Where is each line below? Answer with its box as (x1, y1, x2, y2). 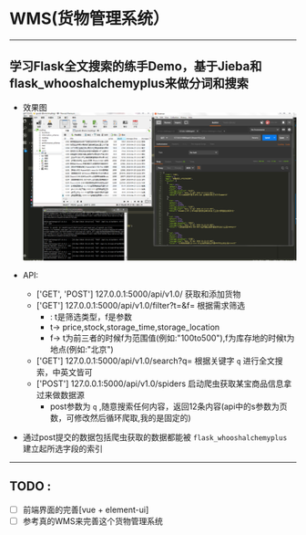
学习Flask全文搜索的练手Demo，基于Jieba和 (9, 58, 262, 74)
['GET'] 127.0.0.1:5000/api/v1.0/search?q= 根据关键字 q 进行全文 (36, 355, 275, 366)
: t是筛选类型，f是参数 (49, 311, 133, 322)
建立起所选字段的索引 (22, 444, 103, 455)
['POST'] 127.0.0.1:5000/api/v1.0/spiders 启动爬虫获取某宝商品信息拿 (36, 378, 292, 389)
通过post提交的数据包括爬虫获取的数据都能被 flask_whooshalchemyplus (22, 432, 288, 443)
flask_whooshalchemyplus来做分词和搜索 (9, 76, 249, 91)
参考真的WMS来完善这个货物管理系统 (22, 515, 164, 526)
